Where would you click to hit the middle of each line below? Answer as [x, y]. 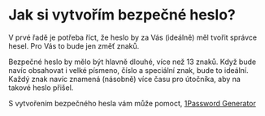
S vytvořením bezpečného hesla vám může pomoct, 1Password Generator [132, 103]
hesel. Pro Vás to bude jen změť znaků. [74, 45]
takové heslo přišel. [41, 88]
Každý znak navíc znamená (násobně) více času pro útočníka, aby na [125, 79]
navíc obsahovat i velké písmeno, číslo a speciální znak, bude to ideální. [128, 70]
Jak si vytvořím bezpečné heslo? [122, 15]
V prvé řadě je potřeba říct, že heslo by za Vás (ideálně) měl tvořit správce [133, 37]
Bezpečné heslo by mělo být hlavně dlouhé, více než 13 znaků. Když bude [132, 62]
